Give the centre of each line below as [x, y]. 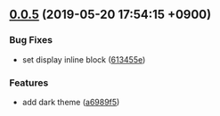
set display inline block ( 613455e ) [84, 59]
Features [29, 82]
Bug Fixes [31, 40]
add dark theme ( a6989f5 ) [71, 102]
